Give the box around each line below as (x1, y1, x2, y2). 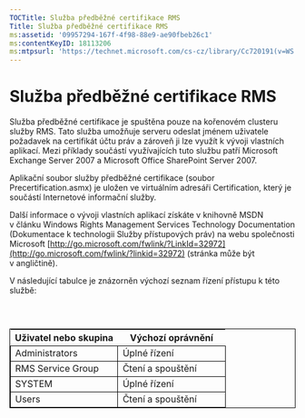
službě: (9, 285, 37, 296)
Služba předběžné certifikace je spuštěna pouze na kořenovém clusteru (9, 116, 279, 127)
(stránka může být (186, 248, 256, 259)
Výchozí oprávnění (130, 332, 213, 344)
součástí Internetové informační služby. (9, 192, 157, 203)
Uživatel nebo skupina (15, 332, 113, 344)
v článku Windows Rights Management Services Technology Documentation (9, 219, 296, 230)
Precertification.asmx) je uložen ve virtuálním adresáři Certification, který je (9, 183, 292, 194)
